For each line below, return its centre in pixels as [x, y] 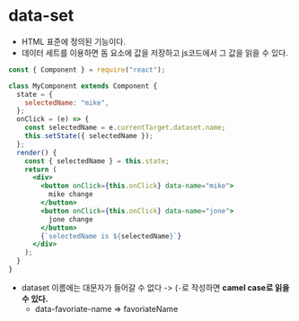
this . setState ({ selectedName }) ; [89, 136]
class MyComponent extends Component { [83, 86]
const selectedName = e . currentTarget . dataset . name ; [125, 128]
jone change [70, 219]
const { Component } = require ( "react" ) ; [87, 69]
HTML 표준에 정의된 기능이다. [74, 41]
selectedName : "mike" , [67, 103]
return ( [41, 169]
